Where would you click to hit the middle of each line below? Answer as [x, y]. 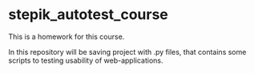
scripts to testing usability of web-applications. [86, 60]
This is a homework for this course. [67, 36]
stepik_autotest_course [88, 15]
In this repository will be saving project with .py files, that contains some [127, 52]
